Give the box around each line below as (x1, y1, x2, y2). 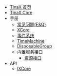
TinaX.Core (9, 10, 33, 15)
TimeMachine (17, 38, 45, 44)
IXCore (17, 66, 31, 71)
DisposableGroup (17, 43, 52, 49)
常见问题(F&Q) (17, 21, 46, 27)
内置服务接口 (17, 49, 43, 55)
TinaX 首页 (9, 4, 32, 10)
